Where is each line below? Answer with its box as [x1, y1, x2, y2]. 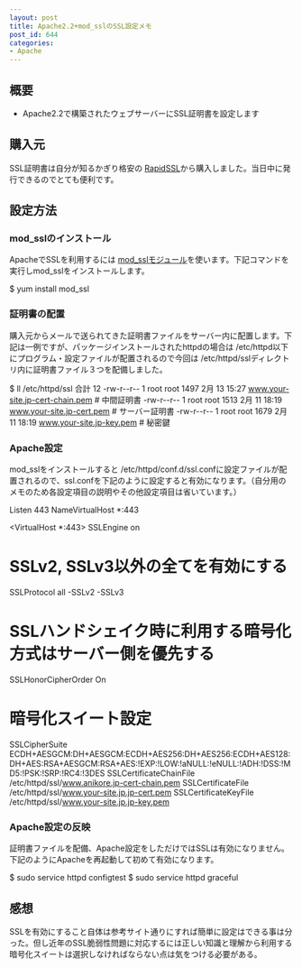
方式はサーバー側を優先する [9, 644, 215, 664]
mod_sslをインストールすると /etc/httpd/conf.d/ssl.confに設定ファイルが [9, 464, 279, 475]
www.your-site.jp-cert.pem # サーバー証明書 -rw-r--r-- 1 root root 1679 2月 [9, 405, 288, 416]
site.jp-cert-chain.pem [9, 394, 93, 405]
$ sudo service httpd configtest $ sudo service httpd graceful [9, 872, 239, 883]
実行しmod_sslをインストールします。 [9, 265, 151, 276]
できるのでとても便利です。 [16, 173, 119, 185]
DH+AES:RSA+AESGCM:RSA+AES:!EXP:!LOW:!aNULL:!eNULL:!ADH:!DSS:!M [9, 758, 291, 769]
